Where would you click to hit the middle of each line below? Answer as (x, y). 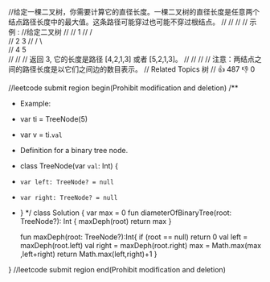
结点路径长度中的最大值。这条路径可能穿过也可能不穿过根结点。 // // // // (128, 22)
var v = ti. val (41, 135)
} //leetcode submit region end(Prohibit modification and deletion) (117, 270)
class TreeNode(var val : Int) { (69, 166)
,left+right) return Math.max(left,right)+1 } (89, 254)
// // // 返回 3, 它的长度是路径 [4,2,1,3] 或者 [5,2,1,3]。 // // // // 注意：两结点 (131, 59)
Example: (35, 104)
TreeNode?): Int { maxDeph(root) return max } (96, 221)
